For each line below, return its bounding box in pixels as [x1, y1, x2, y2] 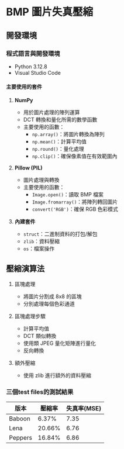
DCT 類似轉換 [23, 332, 57, 339]
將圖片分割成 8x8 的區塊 [23, 293, 82, 300]
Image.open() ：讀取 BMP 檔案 [32, 191, 104, 198]
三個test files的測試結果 [6, 388, 74, 396]
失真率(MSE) [66, 405, 101, 413]
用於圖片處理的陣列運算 [23, 109, 80, 116]
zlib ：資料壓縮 [23, 238, 60, 245]
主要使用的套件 [6, 83, 42, 91]
